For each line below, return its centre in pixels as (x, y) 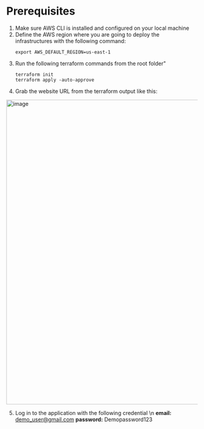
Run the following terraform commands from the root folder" (90, 63)
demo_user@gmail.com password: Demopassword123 (84, 419)
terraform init (34, 74)
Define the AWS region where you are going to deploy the (87, 34)
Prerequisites (41, 11)
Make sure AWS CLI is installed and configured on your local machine (102, 28)
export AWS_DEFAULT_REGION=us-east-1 (63, 52)
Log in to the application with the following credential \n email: (93, 413)
